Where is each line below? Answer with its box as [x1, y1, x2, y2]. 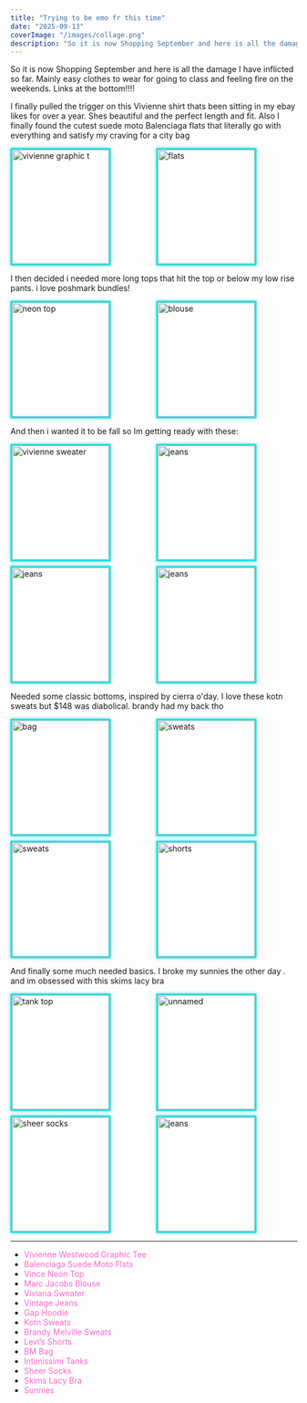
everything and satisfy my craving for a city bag [10, 130, 190, 141]
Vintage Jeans [23, 1297, 78, 1309]
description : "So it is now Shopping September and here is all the [10, 38, 276, 48]
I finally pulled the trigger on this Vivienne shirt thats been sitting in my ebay [10, 101, 296, 112]
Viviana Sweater [23, 1288, 86, 1299]
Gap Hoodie [23, 1307, 69, 1318]
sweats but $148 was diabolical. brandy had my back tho [10, 701, 224, 712]
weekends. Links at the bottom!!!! [10, 83, 135, 94]
